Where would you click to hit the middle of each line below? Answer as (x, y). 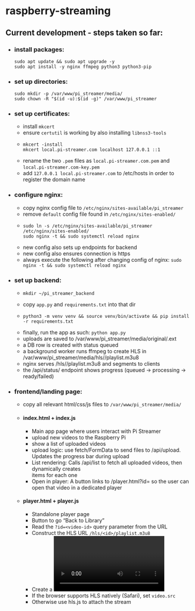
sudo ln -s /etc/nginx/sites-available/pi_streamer (87, 226)
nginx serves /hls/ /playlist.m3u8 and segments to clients (91, 364)
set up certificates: (42, 114)
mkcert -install (43, 145)
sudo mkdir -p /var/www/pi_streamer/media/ (68, 94)
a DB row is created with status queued (70, 345)
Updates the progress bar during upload (80, 456)
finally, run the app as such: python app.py (74, 333)
